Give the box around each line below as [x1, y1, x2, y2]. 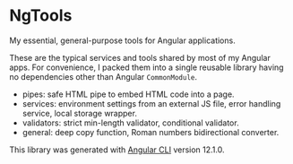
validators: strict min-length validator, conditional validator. [22, 117, 239, 128]
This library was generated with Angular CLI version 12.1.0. [9, 144, 225, 155]
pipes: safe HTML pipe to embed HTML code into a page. [22, 89, 235, 99]
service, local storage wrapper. [22, 108, 137, 118]
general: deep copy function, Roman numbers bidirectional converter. [22, 126, 280, 137]
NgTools [9, 5, 73, 26]
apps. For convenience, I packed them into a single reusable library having [9, 62, 284, 73]
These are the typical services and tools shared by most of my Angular [9, 52, 271, 63]
